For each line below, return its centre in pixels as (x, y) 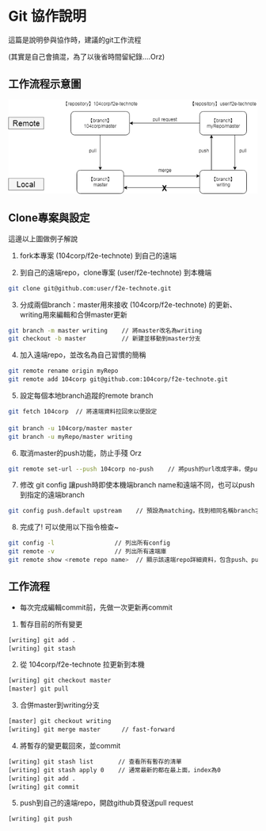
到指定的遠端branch (52, 495)
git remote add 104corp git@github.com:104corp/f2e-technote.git (118, 379)
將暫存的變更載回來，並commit (70, 745)
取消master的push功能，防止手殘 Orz (81, 452)
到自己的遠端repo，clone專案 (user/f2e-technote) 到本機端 (116, 272)
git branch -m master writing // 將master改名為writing (105, 330)
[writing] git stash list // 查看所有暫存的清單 (95, 762)
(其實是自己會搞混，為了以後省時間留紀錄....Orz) (87, 56)
